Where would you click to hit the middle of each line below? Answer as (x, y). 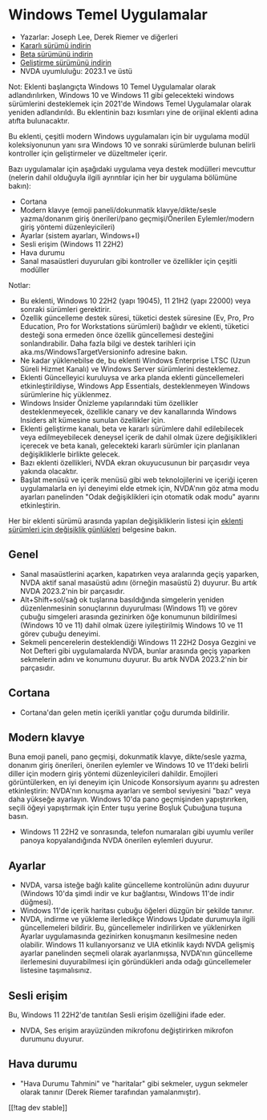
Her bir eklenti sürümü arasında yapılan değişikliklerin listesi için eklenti (126, 521)
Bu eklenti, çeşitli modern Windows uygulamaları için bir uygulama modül (129, 136)
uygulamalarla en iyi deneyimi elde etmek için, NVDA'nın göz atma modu (139, 488)
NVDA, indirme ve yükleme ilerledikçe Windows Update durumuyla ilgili (138, 919)
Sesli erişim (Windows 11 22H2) (72, 244)
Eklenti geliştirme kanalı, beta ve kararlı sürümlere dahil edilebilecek (132, 428)
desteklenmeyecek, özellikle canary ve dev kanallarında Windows (128, 412)
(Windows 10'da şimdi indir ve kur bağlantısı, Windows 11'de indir (127, 894)
